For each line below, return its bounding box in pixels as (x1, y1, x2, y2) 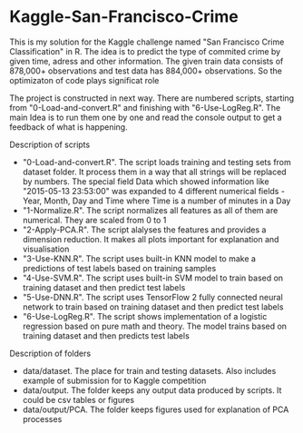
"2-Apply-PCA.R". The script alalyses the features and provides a (22, 224, 267, 235)
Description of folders (9, 348, 92, 359)
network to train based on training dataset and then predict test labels (22, 301, 284, 312)
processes (22, 413, 63, 424)
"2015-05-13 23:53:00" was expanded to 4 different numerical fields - (22, 185, 286, 196)
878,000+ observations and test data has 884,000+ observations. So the (9, 65, 283, 76)
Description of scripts (9, 139, 91, 150)
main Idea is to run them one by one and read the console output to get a (9, 112, 283, 123)
